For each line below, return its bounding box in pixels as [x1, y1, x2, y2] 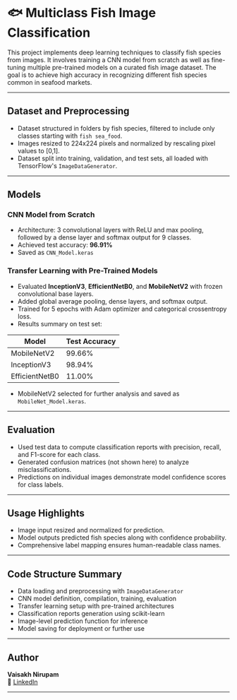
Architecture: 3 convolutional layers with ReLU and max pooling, [17, 226, 204, 235]
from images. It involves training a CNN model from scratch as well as [7, 55, 210, 64]
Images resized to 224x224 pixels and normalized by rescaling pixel [17, 138, 216, 148]
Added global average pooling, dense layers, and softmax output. [17, 297, 208, 305]
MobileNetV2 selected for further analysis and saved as [17, 389, 180, 398]
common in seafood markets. [7, 78, 92, 86]
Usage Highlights [7, 507, 85, 519]
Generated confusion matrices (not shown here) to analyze [17, 458, 189, 466]
